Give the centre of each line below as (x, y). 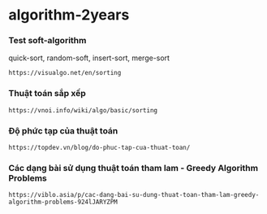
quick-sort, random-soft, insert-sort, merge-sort (89, 58)
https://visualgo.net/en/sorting (65, 73)
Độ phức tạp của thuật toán (63, 130)
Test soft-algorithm (47, 41)
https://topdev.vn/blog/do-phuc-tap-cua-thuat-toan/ (99, 148)
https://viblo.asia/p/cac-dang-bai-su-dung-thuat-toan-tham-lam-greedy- (134, 195)
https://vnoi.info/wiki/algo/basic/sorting (83, 110)
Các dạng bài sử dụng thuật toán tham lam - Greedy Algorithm (133, 168)
